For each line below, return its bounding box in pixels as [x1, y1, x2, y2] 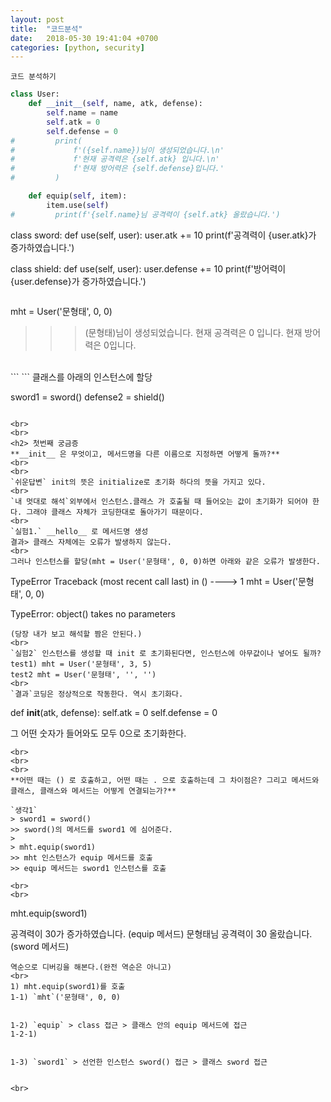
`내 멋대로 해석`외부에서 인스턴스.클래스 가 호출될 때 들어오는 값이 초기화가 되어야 [10, 496, 308, 506]
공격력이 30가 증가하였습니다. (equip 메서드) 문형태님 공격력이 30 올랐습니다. [10, 927, 313, 940]
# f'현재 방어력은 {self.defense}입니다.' [10, 164, 225, 174]
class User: [10, 89, 60, 100]
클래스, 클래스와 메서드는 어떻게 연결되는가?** [10, 786, 177, 796]
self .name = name [46, 108, 118, 118]
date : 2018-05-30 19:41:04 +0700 [10, 33, 159, 43]
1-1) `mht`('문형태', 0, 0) [10, 992, 121, 1002]
